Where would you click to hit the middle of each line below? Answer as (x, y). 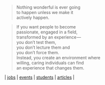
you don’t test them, (36, 42)
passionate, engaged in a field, (47, 32)
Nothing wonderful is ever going (48, 7)
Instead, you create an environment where (58, 58)
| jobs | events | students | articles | (39, 77)
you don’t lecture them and (43, 47)
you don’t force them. (38, 52)
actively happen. (33, 17)
